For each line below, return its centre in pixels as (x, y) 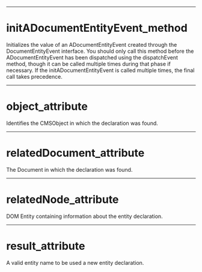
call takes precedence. (35, 76)
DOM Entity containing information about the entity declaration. (85, 216)
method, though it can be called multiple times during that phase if (89, 64)
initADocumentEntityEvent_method (97, 28)
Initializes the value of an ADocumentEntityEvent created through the (92, 44)
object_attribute (47, 107)
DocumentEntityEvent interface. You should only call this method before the (100, 51)
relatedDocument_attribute (75, 153)
